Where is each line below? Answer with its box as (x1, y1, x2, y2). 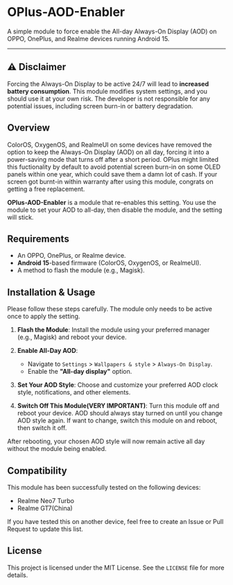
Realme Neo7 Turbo (17, 497, 75, 504)
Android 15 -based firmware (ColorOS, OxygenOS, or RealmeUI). (17, 258, 202, 267)
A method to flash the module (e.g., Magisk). (17, 266, 145, 274)
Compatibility (7, 465, 67, 477)
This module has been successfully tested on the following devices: (7, 484, 201, 491)
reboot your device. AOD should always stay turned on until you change (17, 409, 223, 418)
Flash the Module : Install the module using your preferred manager (17, 326, 210, 334)
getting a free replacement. (7, 185, 85, 193)
